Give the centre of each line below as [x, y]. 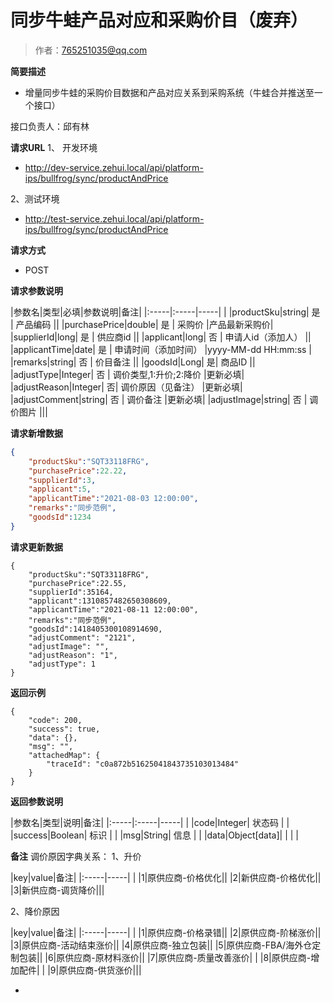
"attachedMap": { [64, 755]
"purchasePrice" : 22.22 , [78, 471]
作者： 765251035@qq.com [91, 50]
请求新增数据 [36, 433]
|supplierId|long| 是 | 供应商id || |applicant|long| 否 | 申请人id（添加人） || [161, 337]
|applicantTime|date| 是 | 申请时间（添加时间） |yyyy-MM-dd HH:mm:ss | [161, 349]
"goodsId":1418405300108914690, [95, 629]
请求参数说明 [36, 290]
